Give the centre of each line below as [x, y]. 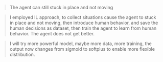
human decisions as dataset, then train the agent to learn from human [83, 28]
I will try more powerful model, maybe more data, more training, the [80, 44]
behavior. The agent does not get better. [52, 34]
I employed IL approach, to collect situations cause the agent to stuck [83, 17]
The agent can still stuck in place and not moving [61, 7]
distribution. [22, 54]
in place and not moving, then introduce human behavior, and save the [84, 23]
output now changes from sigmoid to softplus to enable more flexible [82, 49]
